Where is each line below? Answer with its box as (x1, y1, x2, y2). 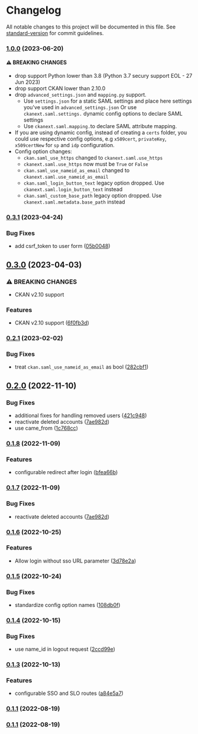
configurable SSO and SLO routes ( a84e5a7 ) (14, 689, 124, 697)
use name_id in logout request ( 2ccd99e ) (14, 646, 115, 653)
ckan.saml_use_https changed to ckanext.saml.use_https (23, 154, 163, 161)
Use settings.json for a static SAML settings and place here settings (23, 97, 192, 104)
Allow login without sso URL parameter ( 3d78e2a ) (14, 557, 137, 564)
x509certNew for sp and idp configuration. (14, 142, 115, 149)
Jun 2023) (14, 78, 40, 86)
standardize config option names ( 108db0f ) (14, 602, 121, 609)
